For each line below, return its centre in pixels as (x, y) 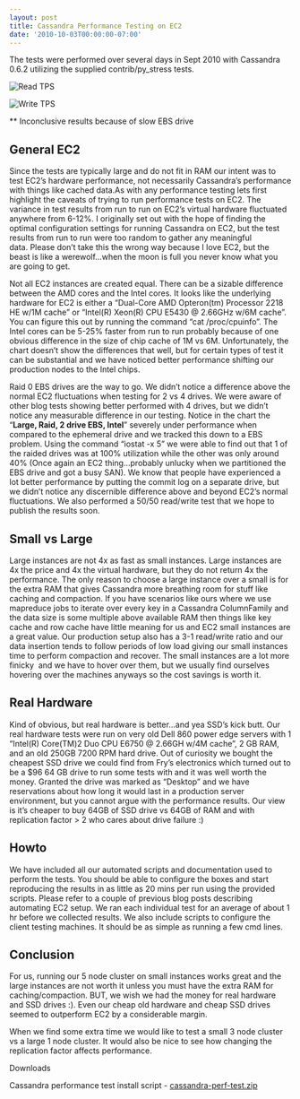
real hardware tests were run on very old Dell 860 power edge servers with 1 (150, 734)
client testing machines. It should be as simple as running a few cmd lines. (146, 926)
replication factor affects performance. (81, 1051)
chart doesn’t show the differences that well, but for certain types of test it (146, 350)
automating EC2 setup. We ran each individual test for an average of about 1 (150, 907)
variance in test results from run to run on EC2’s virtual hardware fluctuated (148, 209)
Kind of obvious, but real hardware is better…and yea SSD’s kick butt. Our (145, 724)
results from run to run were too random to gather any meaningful (131, 238)
